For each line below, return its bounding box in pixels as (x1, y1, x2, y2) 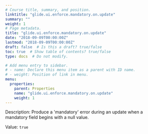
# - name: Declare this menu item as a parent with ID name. (5, 67, 136, 72)
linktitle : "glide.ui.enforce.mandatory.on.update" (5, 12, 115, 17)
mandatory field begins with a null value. (5, 114, 89, 120)
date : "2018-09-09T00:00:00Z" (5, 35, 69, 40)
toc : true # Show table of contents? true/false (5, 49, 111, 54)
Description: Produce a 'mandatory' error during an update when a (5, 109, 143, 115)
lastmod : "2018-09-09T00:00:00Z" (5, 40, 75, 45)
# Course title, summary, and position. (5, 7, 91, 12)
